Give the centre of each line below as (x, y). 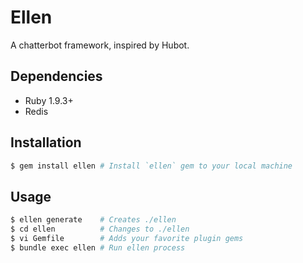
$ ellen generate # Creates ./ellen (93, 220)
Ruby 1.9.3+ (49, 100)
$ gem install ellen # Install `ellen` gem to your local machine (151, 166)
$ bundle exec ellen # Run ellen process (98, 247)
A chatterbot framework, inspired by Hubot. (100, 45)
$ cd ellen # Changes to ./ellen (100, 229)
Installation (46, 142)
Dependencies (56, 76)
